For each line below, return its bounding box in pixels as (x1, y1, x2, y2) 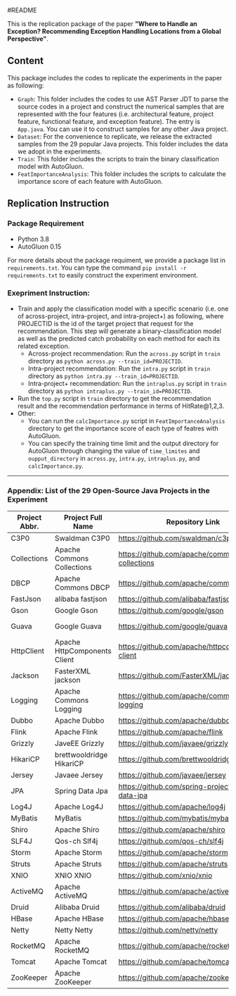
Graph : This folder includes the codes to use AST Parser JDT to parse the (17, 94, 229, 103)
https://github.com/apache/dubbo (118, 716, 230, 726)
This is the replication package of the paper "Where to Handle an (7, 20, 198, 27)
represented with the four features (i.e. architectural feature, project (17, 109, 214, 118)
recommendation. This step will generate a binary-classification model (17, 327, 221, 335)
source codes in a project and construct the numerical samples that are (17, 102, 225, 111)
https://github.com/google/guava (118, 621, 228, 631)
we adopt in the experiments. (17, 147, 103, 156)
